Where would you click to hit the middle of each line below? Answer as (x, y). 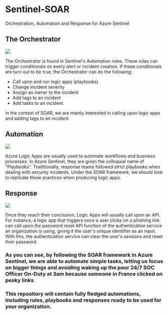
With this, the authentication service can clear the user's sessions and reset (84, 237)
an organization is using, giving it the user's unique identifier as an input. (81, 231)
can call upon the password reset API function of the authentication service (84, 226)
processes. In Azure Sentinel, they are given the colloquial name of (75, 161)
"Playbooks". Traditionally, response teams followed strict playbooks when (83, 167)
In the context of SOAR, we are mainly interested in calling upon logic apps (83, 113)
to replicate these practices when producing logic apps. (63, 177)
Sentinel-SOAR (37, 9)
